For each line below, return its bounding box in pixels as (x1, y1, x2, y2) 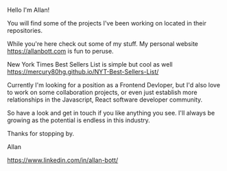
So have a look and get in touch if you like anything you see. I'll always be (7, 109, 215, 117)
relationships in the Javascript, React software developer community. (7, 95, 203, 104)
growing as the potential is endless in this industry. (7, 116, 150, 124)
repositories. (7, 27, 43, 34)
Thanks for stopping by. (7, 130, 74, 137)
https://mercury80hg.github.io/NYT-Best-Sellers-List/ (7, 68, 159, 76)
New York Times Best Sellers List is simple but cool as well (7, 60, 173, 68)
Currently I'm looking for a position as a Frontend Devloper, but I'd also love (7, 81, 221, 89)
